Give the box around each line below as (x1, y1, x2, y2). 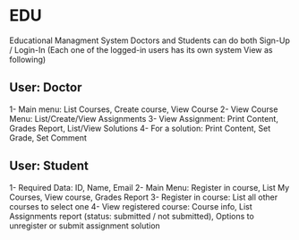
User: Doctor (9, 80, 82, 95)
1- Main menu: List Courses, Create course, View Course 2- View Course (9, 104, 278, 115)
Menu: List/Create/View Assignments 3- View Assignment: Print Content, (9, 113, 279, 124)
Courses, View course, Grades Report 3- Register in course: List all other (9, 192, 278, 202)
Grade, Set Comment (9, 132, 88, 143)
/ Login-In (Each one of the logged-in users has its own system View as (9, 44, 273, 55)
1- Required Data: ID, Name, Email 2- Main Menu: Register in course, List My (9, 182, 290, 193)
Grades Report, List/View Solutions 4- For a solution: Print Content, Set (9, 123, 271, 133)
